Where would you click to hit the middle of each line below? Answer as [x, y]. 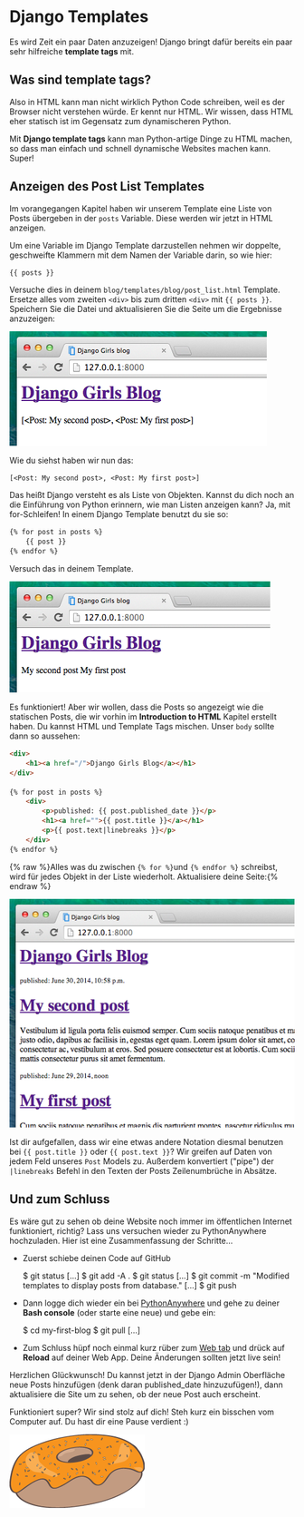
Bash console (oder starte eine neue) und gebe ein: [119, 1312]
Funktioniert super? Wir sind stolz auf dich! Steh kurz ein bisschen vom [142, 1412]
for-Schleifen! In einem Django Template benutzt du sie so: [119, 514]
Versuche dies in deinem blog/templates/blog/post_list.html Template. [145, 290]
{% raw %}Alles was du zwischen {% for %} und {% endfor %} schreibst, [144, 866]
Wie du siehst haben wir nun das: [71, 461]
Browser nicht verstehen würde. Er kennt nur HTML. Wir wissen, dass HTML [152, 112]
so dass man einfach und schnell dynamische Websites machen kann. [140, 148]
